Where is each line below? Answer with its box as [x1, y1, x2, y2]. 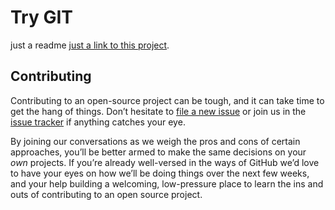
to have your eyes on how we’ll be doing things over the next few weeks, [10, 167, 310, 179]
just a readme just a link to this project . [10, 39, 170, 51]
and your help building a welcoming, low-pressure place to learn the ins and [10, 177, 324, 190]
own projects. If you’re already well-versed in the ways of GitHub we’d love [10, 156, 320, 168]
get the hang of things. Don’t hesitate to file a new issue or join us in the [10, 105, 307, 117]
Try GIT [10, 6, 73, 29]
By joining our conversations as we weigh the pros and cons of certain [10, 135, 301, 147]
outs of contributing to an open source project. [10, 188, 203, 200]
